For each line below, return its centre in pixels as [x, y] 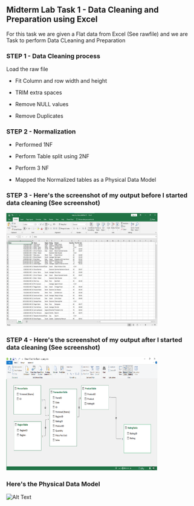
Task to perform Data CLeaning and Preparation [66, 40]
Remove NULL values [42, 104]
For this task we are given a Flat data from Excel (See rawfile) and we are [97, 34]
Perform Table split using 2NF [52, 156]
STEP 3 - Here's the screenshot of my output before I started [97, 196]
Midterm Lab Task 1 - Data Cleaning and [82, 10]
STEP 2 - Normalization [41, 132]
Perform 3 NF [32, 168]
